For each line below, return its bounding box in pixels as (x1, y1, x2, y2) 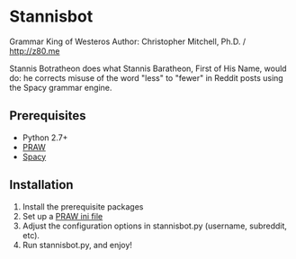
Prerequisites (9, 108, 86, 123)
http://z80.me (9, 45, 60, 56)
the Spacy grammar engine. (9, 82, 112, 93)
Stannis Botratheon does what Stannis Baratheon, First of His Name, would (9, 63, 287, 74)
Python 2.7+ (22, 132, 68, 143)
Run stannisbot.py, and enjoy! (22, 239, 133, 250)
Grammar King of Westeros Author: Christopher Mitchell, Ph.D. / (9, 36, 247, 47)
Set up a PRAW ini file (22, 210, 103, 221)
